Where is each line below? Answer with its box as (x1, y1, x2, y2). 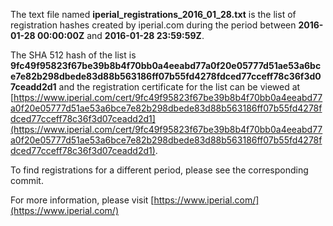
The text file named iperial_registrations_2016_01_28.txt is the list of (10, 9, 297, 20)
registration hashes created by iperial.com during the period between (10, 19, 297, 31)
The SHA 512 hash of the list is (10, 49, 137, 61)
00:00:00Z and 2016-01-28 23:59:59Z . (36, 30, 205, 41)
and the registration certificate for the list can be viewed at (58, 81, 301, 93)
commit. (10, 175, 44, 186)
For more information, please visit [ (10, 194, 155, 206)
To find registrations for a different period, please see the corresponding (10, 164, 309, 176)
